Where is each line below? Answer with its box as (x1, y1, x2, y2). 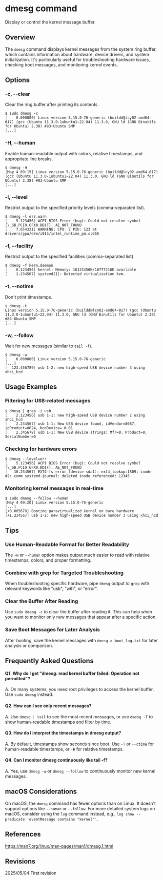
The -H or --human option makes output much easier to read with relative (5, 552, 150, 558)
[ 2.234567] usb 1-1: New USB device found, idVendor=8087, (5, 421, 137, 426)
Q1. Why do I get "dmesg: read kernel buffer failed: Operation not (5, 670, 140, 676)
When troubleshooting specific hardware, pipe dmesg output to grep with (5, 581, 150, 587)
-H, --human (5, 140, 36, 147)
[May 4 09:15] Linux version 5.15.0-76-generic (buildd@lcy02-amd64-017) (5, 169, 159, 174)
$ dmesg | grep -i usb (5, 408, 51, 413)
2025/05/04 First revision (5, 870, 57, 876)
